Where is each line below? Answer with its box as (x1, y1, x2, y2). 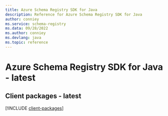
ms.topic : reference (5, 40, 49, 45)
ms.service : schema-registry (5, 21, 66, 26)
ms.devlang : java (5, 35, 42, 40)
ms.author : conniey (5, 30, 46, 35)
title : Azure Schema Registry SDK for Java (5, 7, 98, 12)
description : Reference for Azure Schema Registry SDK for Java (5, 12, 142, 17)
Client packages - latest (5, 92, 82, 100)
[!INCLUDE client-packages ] (5, 105, 64, 111)
